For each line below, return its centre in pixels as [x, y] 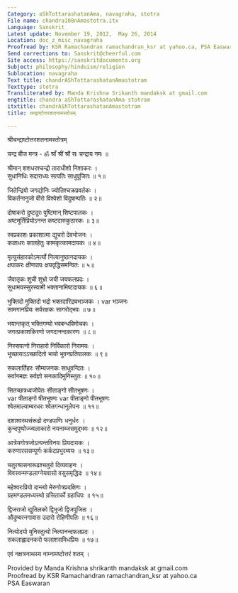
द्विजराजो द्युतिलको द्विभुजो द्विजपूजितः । [50, 509]
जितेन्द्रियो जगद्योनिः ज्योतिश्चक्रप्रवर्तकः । [52, 190]
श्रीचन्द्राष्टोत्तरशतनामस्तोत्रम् [37, 139]
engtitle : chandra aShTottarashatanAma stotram [79, 100]
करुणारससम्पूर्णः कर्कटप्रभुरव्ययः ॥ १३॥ [51, 450]
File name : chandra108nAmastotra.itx [63, 21]
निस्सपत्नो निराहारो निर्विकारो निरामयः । [51, 346]
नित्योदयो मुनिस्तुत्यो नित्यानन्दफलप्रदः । [51, 531]
